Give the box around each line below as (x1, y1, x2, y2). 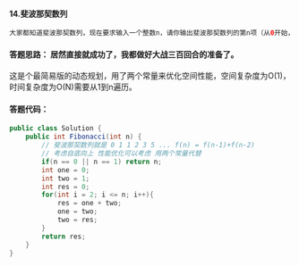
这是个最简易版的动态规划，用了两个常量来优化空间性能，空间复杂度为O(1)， (9, 71, 291, 81)
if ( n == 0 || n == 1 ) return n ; (41, 157, 163, 166)
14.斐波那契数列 (9, 8, 68, 19)
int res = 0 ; (41, 182, 90, 191)
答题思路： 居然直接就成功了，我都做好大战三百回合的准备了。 (9, 49, 239, 60)
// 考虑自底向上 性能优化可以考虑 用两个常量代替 (41, 149, 201, 158)
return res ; (41, 232, 87, 241)
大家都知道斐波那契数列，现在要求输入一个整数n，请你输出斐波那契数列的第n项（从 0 (9, 29, 275, 37)
